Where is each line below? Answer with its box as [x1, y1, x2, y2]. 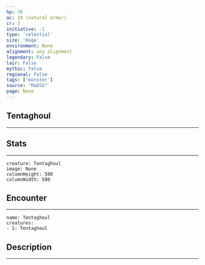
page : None [6, 88, 34, 94]
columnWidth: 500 [6, 176, 51, 183]
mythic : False [6, 65, 43, 72]
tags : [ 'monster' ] [6, 77, 53, 83]
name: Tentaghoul [6, 214, 51, 221]
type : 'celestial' [6, 32, 53, 38]
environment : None [6, 43, 53, 49]
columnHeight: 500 [6, 171, 53, 177]
